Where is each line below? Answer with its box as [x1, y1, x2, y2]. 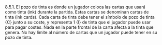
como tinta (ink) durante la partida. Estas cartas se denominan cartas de [5, 9, 149, 15]
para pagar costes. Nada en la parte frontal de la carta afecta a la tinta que [5, 24, 154, 30]
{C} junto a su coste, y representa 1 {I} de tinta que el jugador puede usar [5, 19, 151, 25]
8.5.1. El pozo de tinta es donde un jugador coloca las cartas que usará [5, 4, 146, 10]
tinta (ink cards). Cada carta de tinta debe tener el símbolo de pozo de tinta [5, 14, 155, 20]
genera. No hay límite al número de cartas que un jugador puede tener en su [5, 30, 158, 35]
